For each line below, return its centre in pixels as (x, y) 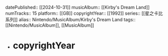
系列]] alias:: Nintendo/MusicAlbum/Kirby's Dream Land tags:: (70, 19)
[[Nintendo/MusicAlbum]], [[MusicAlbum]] (50, 25)
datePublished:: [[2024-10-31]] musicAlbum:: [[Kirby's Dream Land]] (78, 7)
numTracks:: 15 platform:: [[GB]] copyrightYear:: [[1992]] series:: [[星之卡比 (84, 13)
